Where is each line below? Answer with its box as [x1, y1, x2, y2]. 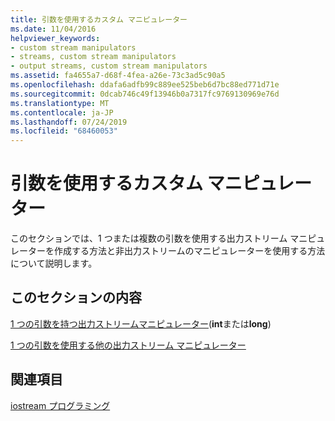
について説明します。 [10, 257, 98, 270]
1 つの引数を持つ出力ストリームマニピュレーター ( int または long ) [10, 317, 272, 330]
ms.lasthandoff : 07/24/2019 [10, 117, 128, 127]
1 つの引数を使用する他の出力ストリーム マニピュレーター [10, 339, 247, 351]
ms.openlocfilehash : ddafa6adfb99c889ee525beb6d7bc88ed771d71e [10, 80, 280, 90]
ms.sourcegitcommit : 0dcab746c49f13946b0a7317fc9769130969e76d [10, 89, 280, 99]
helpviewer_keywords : [10, 33, 101, 43]
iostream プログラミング [10, 399, 111, 411]
